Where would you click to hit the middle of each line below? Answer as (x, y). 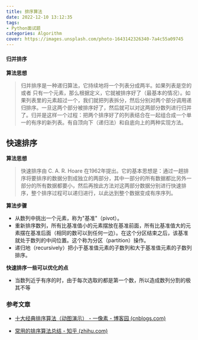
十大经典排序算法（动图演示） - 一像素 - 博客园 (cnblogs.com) (90, 318)
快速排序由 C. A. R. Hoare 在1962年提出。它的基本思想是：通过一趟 (102, 171)
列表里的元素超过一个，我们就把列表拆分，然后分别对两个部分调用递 (109, 101)
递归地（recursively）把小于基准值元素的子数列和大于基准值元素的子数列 (103, 248)
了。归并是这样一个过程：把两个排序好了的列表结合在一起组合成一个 (103, 115)
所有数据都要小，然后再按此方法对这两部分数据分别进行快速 (109, 186)
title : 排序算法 (24, 12)
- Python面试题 (23, 28)
